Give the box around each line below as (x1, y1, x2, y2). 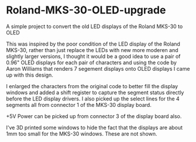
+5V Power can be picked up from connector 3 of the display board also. (6, 112, 182, 120)
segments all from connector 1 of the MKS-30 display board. (6, 101, 152, 108)
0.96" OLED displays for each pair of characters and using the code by (6, 59, 177, 66)
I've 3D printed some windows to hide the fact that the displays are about (6, 124, 183, 131)
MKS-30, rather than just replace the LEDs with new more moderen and (6, 46, 178, 53)
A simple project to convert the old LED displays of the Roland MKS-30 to (6, 23, 183, 30)
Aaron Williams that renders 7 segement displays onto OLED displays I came (6, 65, 190, 72)
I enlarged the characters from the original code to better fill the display (6, 82, 178, 89)
